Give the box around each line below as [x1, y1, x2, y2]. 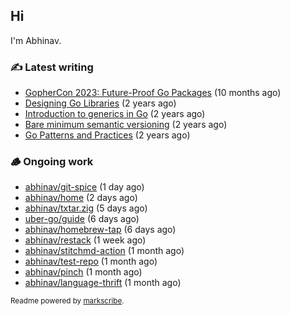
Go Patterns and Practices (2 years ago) [24, 129, 191, 141]
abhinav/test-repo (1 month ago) [24, 255, 158, 268]
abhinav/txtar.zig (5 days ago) [24, 202, 148, 214]
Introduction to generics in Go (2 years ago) [24, 108, 206, 120]
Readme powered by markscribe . [10, 296, 125, 306]
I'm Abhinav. [10, 34, 62, 46]
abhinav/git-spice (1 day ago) [24, 181, 145, 193]
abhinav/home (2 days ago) [24, 192, 138, 204]
